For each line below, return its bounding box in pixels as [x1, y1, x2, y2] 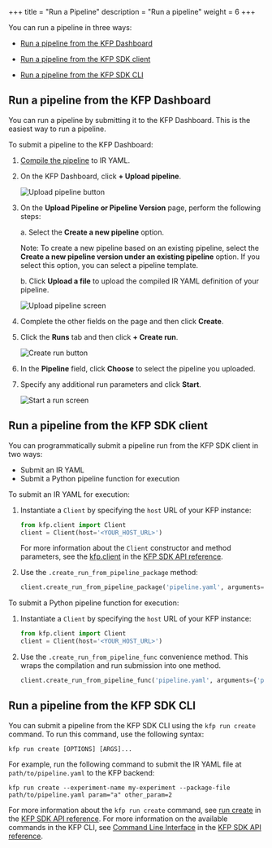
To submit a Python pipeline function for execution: [8, 598, 179, 608]
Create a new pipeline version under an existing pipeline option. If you [19, 252, 260, 261]
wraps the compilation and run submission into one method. [19, 661, 222, 670]
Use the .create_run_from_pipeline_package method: [19, 568, 199, 578]
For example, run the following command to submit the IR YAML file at [8, 759, 242, 769]
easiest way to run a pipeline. [8, 124, 107, 134]
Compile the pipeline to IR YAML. [19, 155, 131, 165]
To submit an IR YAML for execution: [8, 489, 130, 499]
